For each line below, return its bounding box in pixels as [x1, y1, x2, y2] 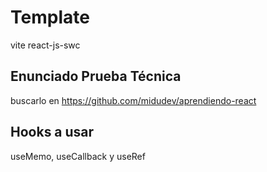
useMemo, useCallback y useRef [10, 150, 146, 162]
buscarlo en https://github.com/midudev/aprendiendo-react [10, 94, 257, 106]
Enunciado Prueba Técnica [10, 68, 182, 85]
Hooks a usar [10, 124, 95, 141]
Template [10, 6, 90, 29]
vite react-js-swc [10, 39, 81, 51]
